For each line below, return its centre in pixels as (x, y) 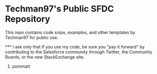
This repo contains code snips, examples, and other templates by (70, 32)
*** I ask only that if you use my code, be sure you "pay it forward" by (75, 47)
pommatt (21, 66)
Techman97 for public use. (32, 37)
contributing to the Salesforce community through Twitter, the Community (79, 52)
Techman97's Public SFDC (60, 9)
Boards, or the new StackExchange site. (45, 57)
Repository (28, 19)
